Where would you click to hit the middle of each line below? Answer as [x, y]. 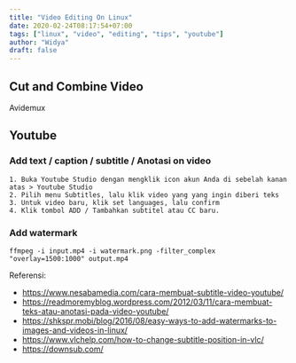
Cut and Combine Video [76, 87]
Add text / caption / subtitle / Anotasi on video [110, 161]
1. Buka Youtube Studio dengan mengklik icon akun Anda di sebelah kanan [148, 179]
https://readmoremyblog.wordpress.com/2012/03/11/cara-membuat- [147, 302]
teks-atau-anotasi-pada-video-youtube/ [95, 311]
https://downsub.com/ [62, 349]
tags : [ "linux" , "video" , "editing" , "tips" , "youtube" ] [117, 34]
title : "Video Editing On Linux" [71, 17]
